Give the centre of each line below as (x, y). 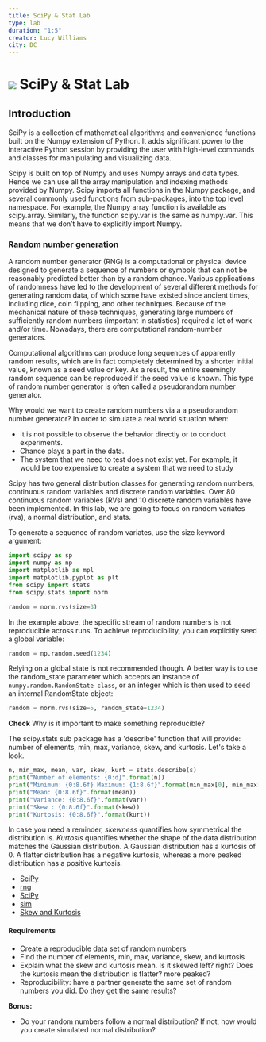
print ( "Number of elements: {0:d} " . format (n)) (87, 778)
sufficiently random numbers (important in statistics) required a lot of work (130, 321)
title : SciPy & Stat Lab (49, 15)
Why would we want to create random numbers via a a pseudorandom (123, 410)
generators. (27, 337)
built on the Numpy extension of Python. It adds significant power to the (126, 141)
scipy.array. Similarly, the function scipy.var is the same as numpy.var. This (131, 216)
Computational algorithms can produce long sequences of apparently (122, 353)
